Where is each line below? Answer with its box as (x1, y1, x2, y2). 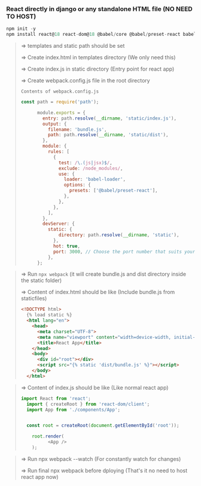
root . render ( (32, 433, 65, 439)
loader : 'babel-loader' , (63, 176, 126, 182)
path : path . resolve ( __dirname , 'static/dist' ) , (47, 132, 169, 138)
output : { (42, 121, 67, 127)
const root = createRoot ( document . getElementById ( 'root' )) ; (26, 423, 179, 429)
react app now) (20, 473, 59, 480)
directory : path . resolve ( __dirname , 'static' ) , (59, 232, 179, 238)
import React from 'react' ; (20, 395, 91, 402)
